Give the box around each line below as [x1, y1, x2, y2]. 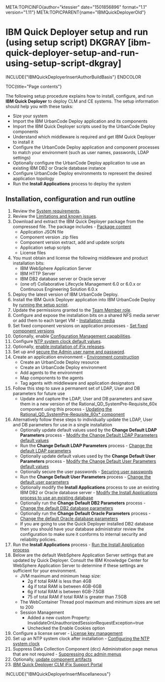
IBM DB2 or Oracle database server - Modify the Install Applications [20, 489, 158, 495]
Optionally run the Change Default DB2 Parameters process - [20, 500, 146, 506]
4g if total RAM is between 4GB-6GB [27, 583, 102, 589]
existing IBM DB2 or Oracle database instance [12, 165, 106, 171]
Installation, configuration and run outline [5, 195, 136, 203]
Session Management [20, 609, 64, 615]
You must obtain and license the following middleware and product [12, 255, 148, 261]
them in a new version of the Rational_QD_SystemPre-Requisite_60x [20, 401, 158, 407]
